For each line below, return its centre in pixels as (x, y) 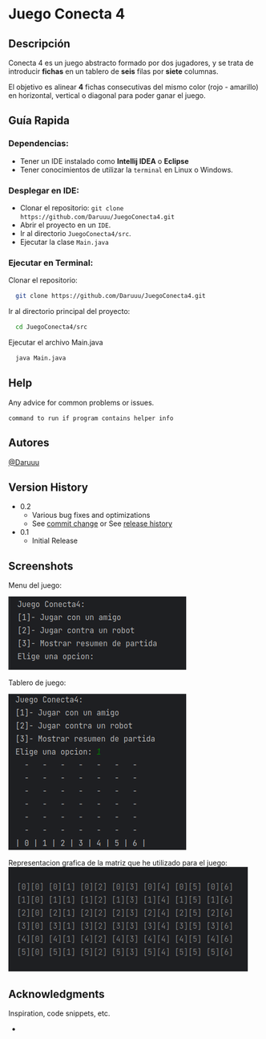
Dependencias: (39, 144)
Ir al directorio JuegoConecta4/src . (75, 233)
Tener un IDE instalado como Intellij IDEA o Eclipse (105, 161)
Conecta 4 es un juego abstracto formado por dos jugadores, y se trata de (131, 63)
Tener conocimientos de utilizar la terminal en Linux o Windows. (127, 169)
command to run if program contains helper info (91, 418)
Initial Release (55, 541)
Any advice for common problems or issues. (81, 402)
